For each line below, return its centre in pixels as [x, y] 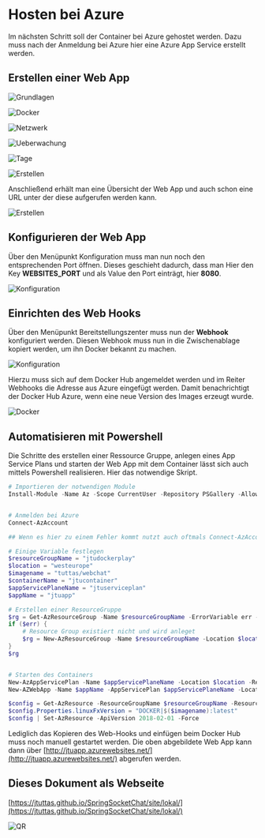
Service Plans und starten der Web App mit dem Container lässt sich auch [128, 464]
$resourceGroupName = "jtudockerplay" [72, 558]
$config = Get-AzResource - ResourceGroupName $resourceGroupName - [121, 704]
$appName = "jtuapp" [42, 595]
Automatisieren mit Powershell [86, 436]
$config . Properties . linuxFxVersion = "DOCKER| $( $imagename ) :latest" [123, 711]
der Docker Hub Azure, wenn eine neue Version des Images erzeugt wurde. [131, 396]
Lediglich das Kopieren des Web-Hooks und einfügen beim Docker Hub [124, 734]
